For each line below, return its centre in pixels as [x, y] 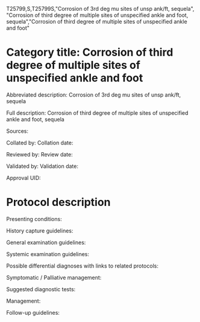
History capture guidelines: [40, 230]
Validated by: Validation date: [42, 166]
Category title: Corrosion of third [90, 52]
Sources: [17, 131]
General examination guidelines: [46, 242]
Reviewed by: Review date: [40, 154]
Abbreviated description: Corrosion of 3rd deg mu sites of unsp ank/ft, [94, 95]
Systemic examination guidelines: [48, 254]
